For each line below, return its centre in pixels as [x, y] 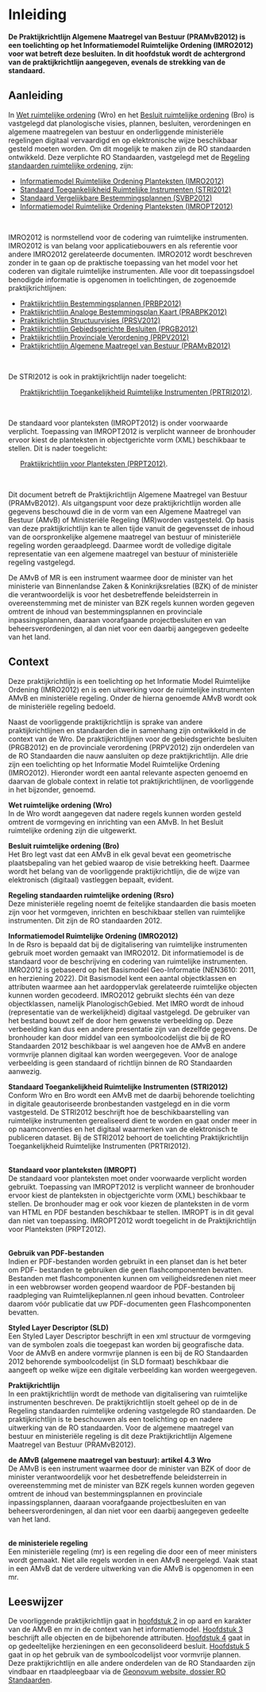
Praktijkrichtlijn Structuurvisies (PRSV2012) [90, 320]
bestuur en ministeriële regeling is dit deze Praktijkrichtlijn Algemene [120, 1436]
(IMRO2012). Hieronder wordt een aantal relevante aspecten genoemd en [128, 772]
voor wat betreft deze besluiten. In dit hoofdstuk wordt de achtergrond [127, 53]
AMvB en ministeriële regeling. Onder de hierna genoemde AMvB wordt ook [133, 698]
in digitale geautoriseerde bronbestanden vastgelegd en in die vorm [119, 1104]
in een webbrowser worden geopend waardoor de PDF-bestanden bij [122, 1287]
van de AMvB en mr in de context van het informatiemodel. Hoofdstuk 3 [126, 1629]
